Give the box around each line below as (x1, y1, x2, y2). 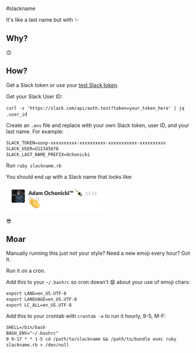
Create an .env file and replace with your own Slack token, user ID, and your (6, 122, 190, 129)
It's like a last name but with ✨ (6, 16, 79, 23)
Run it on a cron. (6, 267, 46, 274)
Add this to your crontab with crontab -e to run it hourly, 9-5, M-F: (6, 313, 166, 320)
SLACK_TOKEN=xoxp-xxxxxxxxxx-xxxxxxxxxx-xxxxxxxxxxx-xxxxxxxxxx (6, 140, 166, 146)
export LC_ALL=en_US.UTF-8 (6, 302, 72, 309)
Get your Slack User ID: (6, 93, 63, 100)
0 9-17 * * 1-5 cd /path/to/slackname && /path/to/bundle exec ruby (6, 336, 177, 342)
